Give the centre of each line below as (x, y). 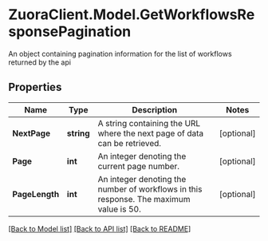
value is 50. (119, 209)
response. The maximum (144, 199)
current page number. (139, 166)
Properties (35, 87)
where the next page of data (151, 133)
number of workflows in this (150, 189)
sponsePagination (70, 32)
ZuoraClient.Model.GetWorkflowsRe (132, 15)
